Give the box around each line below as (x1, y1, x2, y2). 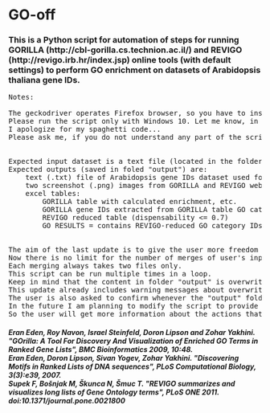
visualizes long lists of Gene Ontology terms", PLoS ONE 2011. (8, 387, 219, 397)
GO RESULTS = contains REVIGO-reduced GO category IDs (42, 221, 263, 231)
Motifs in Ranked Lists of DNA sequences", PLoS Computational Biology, (8, 362, 256, 371)
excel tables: (25, 189, 81, 198)
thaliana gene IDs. (8, 75, 80, 86)
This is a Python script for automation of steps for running (8, 35, 239, 46)
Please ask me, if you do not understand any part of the (8, 133, 242, 142)
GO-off (8, 6, 56, 24)
